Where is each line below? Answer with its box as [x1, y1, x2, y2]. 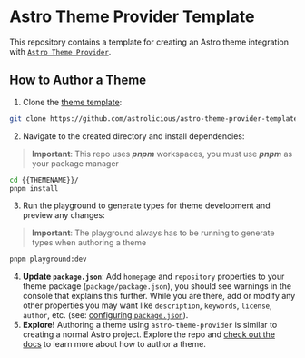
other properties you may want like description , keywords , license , [22, 300, 272, 311]
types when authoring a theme [31, 237, 147, 248]
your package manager [31, 157, 120, 169]
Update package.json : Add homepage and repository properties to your [22, 271, 285, 283]
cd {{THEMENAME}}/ [9, 175, 79, 184]
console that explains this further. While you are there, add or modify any [22, 291, 296, 302]
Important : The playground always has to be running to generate [31, 227, 275, 238]
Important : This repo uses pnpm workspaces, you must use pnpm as [31, 148, 293, 159]
